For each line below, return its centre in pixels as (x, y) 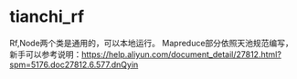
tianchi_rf (47, 17)
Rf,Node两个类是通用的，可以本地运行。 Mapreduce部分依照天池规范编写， (152, 43)
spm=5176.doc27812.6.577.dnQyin (74, 64)
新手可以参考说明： (46, 54)
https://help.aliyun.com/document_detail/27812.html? (181, 54)
